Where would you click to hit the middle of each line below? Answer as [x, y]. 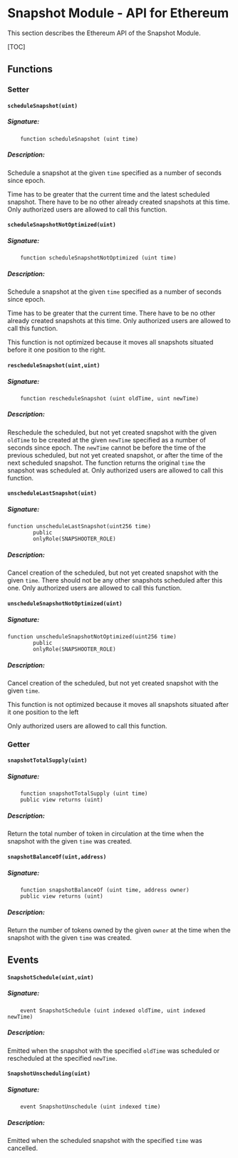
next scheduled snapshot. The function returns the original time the [107, 462]
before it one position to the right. [57, 350]
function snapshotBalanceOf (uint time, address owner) [105, 890]
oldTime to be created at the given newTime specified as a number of [107, 440]
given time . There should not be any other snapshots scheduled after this [115, 580]
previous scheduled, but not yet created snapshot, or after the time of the [115, 455]
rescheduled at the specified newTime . [62, 1058]
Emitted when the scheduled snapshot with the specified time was [105, 1141]
